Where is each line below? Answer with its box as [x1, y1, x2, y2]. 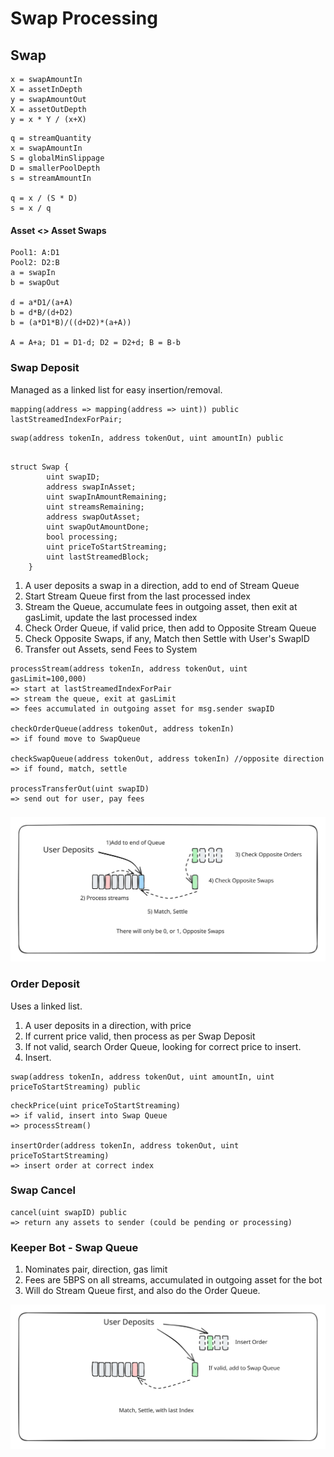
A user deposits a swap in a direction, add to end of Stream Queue [24, 579, 300, 591]
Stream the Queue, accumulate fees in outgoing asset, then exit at [24, 600, 298, 612]
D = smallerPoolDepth [10, 163, 101, 173]
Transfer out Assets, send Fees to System [24, 643, 198, 655]
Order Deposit [10, 977, 80, 991]
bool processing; [46, 532, 118, 542]
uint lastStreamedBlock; [46, 552, 150, 562]
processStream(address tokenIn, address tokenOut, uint [10, 663, 248, 674]
